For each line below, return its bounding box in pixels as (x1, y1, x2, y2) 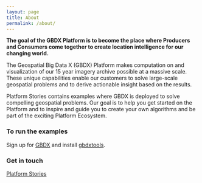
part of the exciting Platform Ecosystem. (6, 112, 108, 119)
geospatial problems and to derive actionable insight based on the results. (6, 81, 192, 88)
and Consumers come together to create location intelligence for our (6, 43, 184, 50)
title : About (6, 15, 40, 21)
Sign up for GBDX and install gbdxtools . (6, 141, 105, 148)
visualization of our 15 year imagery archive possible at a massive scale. (6, 68, 187, 75)
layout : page (6, 9, 40, 15)
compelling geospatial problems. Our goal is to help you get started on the (6, 99, 193, 106)
